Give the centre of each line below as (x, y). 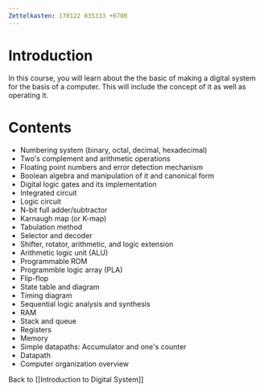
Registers (36, 329)
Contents (40, 128)
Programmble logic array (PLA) (71, 270)
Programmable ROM (54, 261)
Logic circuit (41, 201)
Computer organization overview (74, 364)
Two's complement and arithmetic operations (95, 159)
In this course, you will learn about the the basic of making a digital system (132, 78)
